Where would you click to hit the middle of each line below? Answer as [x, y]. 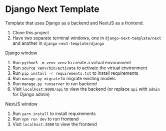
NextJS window [21, 104]
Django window [21, 53]
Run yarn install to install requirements [54, 114]
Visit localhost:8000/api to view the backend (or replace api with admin [86, 89]
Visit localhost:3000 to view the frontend [54, 124]
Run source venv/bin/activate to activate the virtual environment [80, 68]
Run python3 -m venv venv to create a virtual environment [71, 62]
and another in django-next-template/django [58, 43]
